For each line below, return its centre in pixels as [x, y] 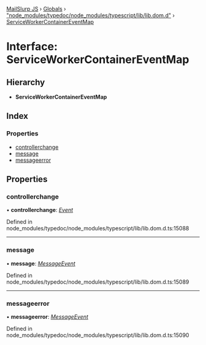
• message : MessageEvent [41, 263]
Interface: [32, 47]
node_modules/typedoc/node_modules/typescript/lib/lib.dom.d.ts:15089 [98, 282]
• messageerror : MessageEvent [48, 317]
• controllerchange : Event [40, 210]
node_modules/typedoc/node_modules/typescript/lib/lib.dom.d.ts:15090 [98, 335]
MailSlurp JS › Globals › [36, 9]
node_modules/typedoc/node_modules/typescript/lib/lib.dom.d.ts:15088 [98, 229]
